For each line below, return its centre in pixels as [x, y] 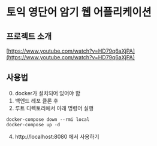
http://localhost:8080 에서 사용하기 [57, 136]
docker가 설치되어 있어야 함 [48, 93]
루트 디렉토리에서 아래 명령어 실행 [54, 108]
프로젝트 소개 [29, 36]
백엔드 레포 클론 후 [37, 101]
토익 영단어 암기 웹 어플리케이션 [79, 12]
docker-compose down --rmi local [48, 119]
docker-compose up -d [33, 124]
